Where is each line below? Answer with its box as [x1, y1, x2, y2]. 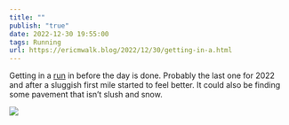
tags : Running [9, 37, 62, 47]
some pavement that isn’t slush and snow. [9, 90, 163, 100]
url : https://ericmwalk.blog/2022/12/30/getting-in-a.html [9, 46, 233, 55]
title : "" [9, 12, 46, 22]
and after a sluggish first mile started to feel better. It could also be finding [9, 80, 281, 90]
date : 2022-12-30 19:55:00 [9, 29, 109, 38]
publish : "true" [9, 21, 69, 30]
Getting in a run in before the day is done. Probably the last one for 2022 [9, 70, 276, 81]
